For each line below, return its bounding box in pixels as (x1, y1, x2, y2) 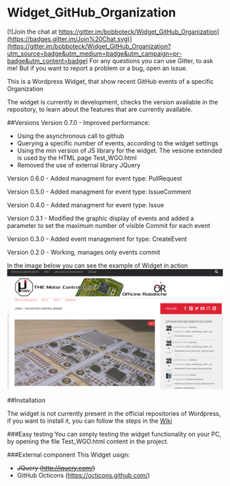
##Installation (7, 396, 46, 404)
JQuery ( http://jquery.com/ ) (16, 463, 96, 472)
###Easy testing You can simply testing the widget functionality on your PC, (7, 430, 222, 438)
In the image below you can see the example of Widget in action (7, 261, 188, 269)
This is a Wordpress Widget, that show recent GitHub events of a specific (7, 77, 214, 85)
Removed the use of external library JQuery (16, 161, 141, 169)
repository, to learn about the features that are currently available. (7, 105, 193, 113)
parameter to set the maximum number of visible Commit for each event (7, 221, 211, 229)
